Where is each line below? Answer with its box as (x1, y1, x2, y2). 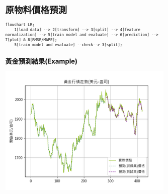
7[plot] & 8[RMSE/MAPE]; (5, 37, 57, 42)
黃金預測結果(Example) (5, 57, 78, 66)
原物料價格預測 (5, 5, 67, 16)
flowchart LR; (5, 22, 35, 27)
